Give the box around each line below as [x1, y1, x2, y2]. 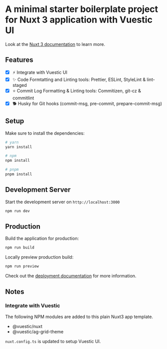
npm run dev [5, 208, 30, 213]
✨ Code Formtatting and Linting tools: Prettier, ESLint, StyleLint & [12, 76, 146, 82]
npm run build [5, 245, 35, 250]
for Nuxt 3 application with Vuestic [5, 14, 153, 25]
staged [12, 82, 27, 88]
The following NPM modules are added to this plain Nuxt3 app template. [5, 314, 154, 320]
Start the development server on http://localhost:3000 [5, 199, 120, 205]
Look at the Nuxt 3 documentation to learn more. [5, 41, 106, 47]
